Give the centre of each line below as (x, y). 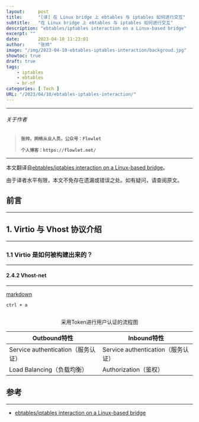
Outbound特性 (53, 338)
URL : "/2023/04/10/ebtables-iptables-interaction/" (71, 94)
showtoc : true (24, 56)
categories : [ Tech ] (33, 89)
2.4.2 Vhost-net (26, 276)
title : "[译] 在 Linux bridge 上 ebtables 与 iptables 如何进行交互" (96, 17)
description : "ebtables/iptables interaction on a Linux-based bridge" (96, 28)
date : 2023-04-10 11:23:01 (47, 39)
